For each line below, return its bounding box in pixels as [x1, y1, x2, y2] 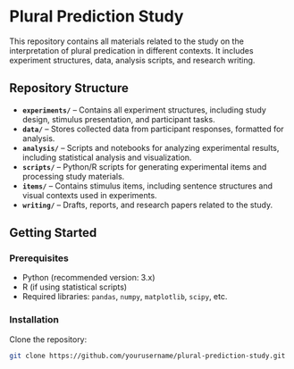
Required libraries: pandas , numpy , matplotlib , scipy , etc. [21, 291, 228, 302]
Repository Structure [9, 80, 130, 96]
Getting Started [9, 225, 97, 240]
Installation [9, 314, 60, 326]
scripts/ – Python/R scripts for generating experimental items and [21, 161, 267, 172]
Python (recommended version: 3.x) [21, 273, 155, 283]
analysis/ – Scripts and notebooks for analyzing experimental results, [21, 142, 280, 153]
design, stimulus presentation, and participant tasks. [21, 113, 216, 124]
